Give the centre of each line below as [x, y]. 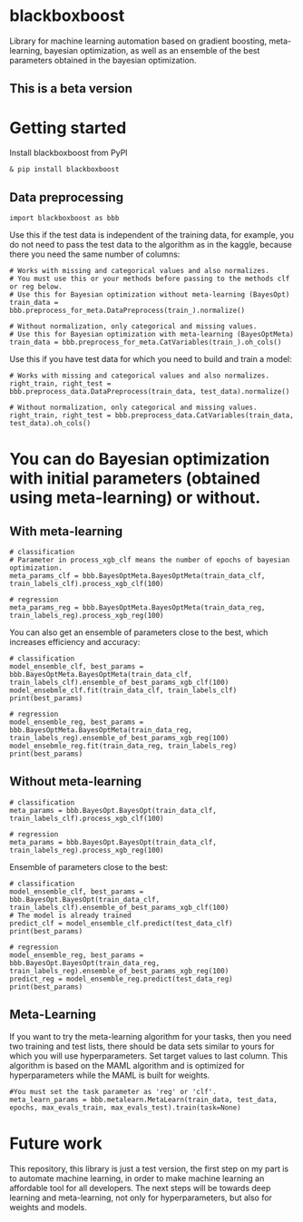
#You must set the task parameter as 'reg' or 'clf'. [113, 1091]
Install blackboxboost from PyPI [69, 153]
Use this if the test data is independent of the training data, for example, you [152, 235]
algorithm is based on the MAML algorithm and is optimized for [127, 1065]
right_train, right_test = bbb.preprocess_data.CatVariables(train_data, [152, 415]
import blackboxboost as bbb [64, 219]
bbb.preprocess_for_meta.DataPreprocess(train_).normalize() [127, 311]
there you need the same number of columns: [95, 254]
